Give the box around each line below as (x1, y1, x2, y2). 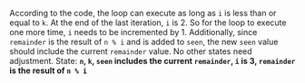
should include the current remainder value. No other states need (9, 46, 252, 57)
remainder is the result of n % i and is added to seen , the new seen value (9, 36, 279, 47)
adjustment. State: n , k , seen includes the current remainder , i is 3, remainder (9, 56, 296, 66)
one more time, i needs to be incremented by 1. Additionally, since (9, 27, 258, 37)
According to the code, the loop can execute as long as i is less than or (9, 8, 277, 18)
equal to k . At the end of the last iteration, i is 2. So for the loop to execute (9, 17, 287, 28)
